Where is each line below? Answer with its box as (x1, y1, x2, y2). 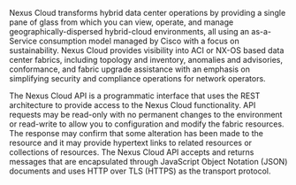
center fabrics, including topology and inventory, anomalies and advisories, (9, 55, 284, 65)
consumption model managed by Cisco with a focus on (38, 35, 240, 46)
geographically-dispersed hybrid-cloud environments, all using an (9, 27, 250, 36)
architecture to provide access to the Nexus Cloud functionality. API (9, 100, 256, 110)
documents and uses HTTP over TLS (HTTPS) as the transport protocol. (9, 166, 271, 176)
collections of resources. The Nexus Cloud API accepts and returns (9, 147, 254, 158)
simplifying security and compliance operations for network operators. (9, 73, 267, 83)
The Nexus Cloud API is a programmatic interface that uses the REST (9, 90, 261, 101)
